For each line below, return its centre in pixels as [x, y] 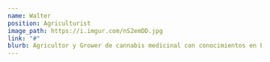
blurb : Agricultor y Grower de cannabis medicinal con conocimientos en [132, 46]
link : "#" [24, 38]
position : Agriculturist [49, 23]
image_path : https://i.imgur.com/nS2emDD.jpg [85, 31]
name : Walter [29, 16]
